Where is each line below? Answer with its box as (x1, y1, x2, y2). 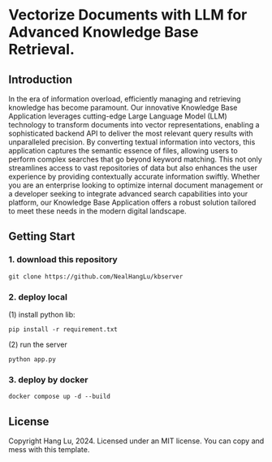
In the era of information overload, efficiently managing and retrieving (8, 94, 241, 103)
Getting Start (8, 230, 76, 244)
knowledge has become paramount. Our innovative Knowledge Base (8, 103, 238, 112)
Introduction (8, 72, 73, 86)
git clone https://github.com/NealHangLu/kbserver (8, 272, 183, 281)
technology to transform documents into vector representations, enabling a (8, 120, 260, 129)
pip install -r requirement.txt (8, 325, 118, 334)
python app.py (8, 355, 57, 363)
